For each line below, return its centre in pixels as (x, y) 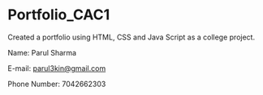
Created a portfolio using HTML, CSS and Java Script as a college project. (131, 37)
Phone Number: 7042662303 (57, 84)
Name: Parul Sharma (42, 52)
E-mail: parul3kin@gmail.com (57, 68)
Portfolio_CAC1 (59, 15)
